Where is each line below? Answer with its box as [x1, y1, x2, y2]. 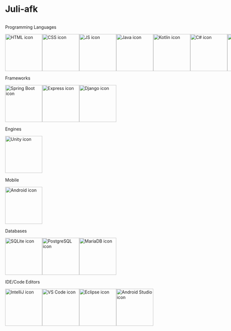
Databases [5, 228, 27, 234]
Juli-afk [5, 3, 38, 15]
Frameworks [5, 75, 31, 81]
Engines [5, 126, 22, 132]
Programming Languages [5, 24, 57, 30]
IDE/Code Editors [5, 279, 40, 285]
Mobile [5, 177, 19, 183]
